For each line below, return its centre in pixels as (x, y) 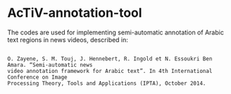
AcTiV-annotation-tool (75, 13)
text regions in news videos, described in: (68, 39)
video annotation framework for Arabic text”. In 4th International (110, 71)
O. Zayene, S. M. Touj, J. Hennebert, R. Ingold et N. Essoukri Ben (110, 59)
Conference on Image (38, 77)
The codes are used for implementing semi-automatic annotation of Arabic (115, 32)
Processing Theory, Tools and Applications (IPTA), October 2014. (107, 83)
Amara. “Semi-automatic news (50, 65)
